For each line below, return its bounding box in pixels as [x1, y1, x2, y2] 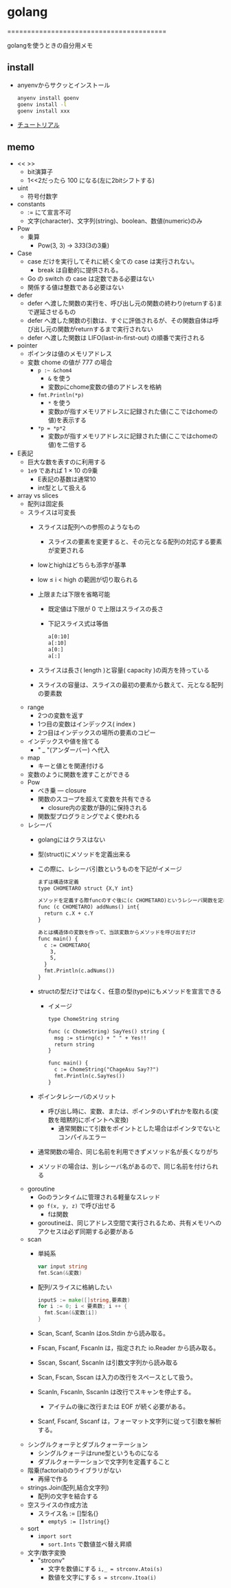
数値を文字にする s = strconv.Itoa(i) [47, 1574, 157, 1582]
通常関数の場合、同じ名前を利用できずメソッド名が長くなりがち [37, 1147, 219, 1155]
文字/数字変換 [27, 1549, 67, 1557]
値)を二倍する [47, 441, 87, 449]
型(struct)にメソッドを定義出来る [37, 850, 131, 858]
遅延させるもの [33, 308, 76, 316]
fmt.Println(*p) [37, 392, 85, 399]
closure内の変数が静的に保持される [47, 803, 148, 811]
